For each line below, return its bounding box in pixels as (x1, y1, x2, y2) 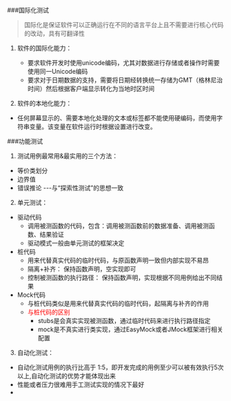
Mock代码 (17, 291, 46, 299)
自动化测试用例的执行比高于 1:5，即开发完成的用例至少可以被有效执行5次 (17, 363, 224, 371)
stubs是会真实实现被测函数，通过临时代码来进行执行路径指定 (37, 317, 211, 324)
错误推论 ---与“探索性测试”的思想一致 (17, 184, 124, 192)
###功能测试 (7, 137, 43, 145)
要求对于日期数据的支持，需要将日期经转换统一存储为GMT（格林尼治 (27, 76, 223, 84)
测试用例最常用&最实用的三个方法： (17, 152, 119, 160)
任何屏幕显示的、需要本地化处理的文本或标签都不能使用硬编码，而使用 (17, 114, 217, 122)
